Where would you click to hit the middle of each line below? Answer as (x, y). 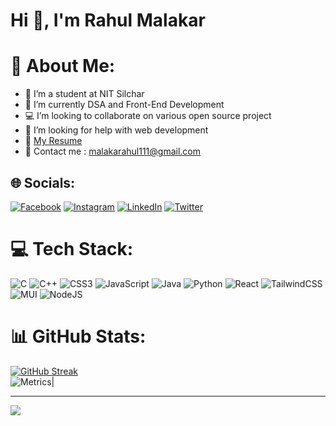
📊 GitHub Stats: (78, 336)
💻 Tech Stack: (72, 249)
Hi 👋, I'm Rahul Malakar (108, 20)
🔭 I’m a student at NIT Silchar (84, 94)
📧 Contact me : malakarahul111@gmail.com (112, 151)
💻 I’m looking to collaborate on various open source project (148, 116)
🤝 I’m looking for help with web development (116, 130)
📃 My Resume (53, 141)
